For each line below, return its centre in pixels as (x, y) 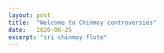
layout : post (30, 15)
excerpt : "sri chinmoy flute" (58, 37)
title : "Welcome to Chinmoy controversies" (82, 23)
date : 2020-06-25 (40, 30)
